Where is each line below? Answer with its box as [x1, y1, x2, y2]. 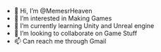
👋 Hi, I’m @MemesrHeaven [13, 7, 93, 15]
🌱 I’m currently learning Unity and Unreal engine [13, 22, 155, 30]
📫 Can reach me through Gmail [13, 37, 107, 45]
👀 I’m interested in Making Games [13, 14, 112, 22]
